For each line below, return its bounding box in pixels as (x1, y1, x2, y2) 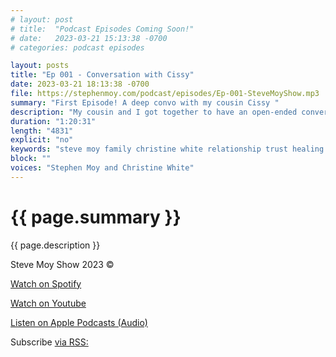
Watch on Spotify (10, 277, 82, 290)
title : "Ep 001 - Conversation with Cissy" (10, 70, 195, 80)
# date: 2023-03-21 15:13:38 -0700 (10, 33, 168, 43)
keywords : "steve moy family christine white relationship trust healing (10, 144, 325, 155)
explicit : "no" (10, 135, 74, 145)
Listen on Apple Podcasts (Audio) (10, 316, 148, 328)
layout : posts (10, 61, 70, 71)
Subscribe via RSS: (10, 336, 89, 348)
